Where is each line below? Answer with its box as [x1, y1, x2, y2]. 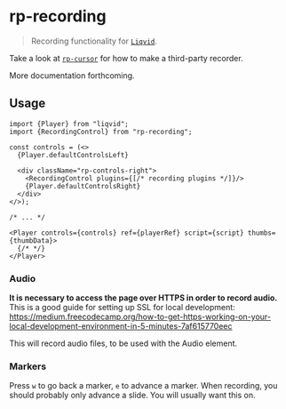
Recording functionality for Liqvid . [30, 36, 157, 46]
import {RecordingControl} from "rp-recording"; [9, 127, 193, 136]
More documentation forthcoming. [9, 69, 135, 81]
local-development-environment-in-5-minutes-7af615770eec [9, 321, 233, 332]
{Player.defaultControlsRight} [25, 181, 141, 190]
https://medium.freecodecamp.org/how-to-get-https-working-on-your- [9, 311, 272, 322]
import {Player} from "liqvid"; [9, 119, 129, 128]
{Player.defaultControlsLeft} [17, 150, 129, 159]
